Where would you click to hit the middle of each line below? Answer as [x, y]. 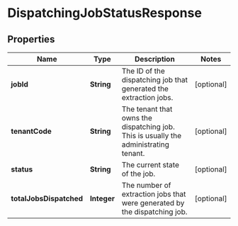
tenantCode [31, 131]
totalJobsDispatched [47, 198]
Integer [102, 198]
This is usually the [152, 136]
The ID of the [143, 71]
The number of [146, 185]
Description [154, 59]
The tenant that [147, 109]
